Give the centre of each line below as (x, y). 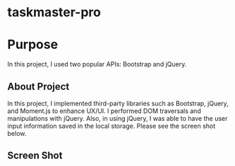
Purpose (33, 45)
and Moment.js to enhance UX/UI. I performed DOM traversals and (104, 111)
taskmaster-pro (54, 12)
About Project (38, 87)
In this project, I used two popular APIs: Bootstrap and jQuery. (97, 64)
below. (17, 133)
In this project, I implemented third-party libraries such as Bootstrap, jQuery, (118, 103)
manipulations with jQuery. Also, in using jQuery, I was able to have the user (117, 118)
